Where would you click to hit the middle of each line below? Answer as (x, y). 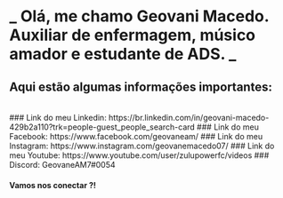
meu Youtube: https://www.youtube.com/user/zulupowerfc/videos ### (139, 155)
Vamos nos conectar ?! (53, 185)
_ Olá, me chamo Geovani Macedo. (139, 16)
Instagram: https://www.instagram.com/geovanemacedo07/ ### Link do (142, 146)
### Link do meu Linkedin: (58, 118)
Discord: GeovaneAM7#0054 (62, 165)
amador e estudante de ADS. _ (123, 54)
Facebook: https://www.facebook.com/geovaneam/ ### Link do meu (136, 136)
